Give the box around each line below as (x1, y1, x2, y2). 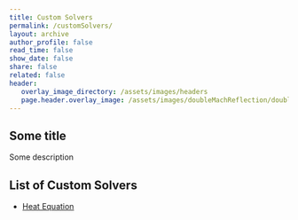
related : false (9, 71, 66, 80)
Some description (9, 152, 74, 162)
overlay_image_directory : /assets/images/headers (20, 87, 208, 96)
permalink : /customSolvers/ (9, 21, 114, 30)
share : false (9, 63, 58, 72)
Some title (9, 128, 67, 143)
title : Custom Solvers (9, 12, 93, 22)
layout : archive (9, 29, 69, 38)
